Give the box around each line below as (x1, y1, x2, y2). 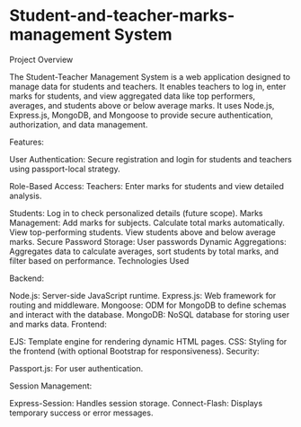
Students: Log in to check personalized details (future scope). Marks (9, 207, 263, 218)
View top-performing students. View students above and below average (9, 226, 276, 238)
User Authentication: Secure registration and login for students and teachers (9, 153, 292, 164)
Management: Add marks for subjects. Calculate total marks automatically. (9, 217, 286, 228)
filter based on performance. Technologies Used (9, 255, 190, 266)
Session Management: (9, 380, 93, 391)
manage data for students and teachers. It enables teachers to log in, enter (9, 81, 287, 91)
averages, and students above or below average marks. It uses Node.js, (9, 100, 275, 110)
